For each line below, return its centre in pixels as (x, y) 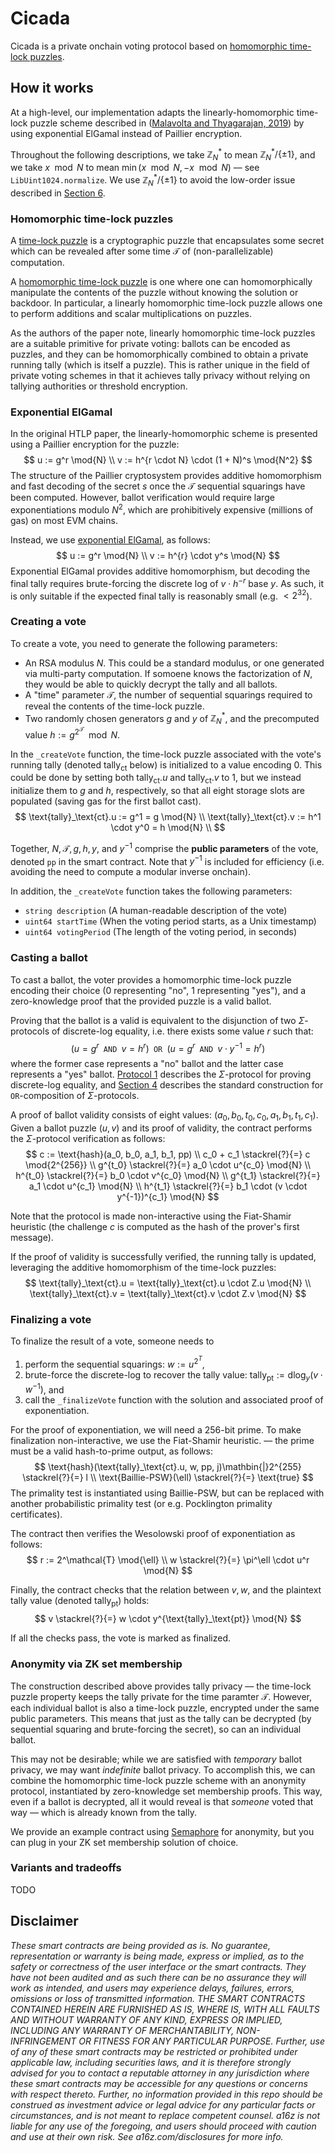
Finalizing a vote (51, 1320)
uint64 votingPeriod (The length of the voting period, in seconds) (161, 932)
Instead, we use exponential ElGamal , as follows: (110, 539)
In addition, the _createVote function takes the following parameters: (151, 891)
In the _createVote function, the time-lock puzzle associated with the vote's (166, 754)
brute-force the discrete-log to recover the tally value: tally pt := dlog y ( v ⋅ (174, 1376)
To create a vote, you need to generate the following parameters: (144, 643)
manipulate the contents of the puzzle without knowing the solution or (154, 292)
